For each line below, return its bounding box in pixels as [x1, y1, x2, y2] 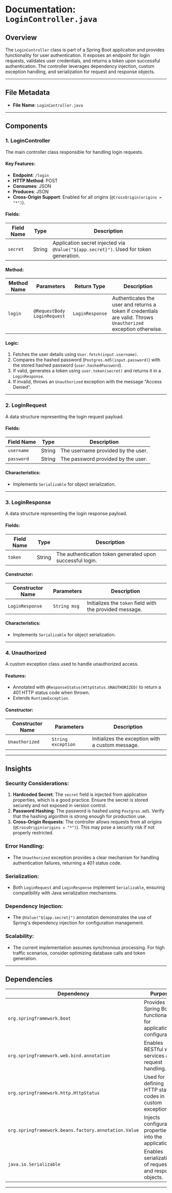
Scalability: [5, 933, 34, 940]
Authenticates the [112, 295, 155, 302]
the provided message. [87, 606, 142, 613]
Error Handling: [5, 843, 45, 850]
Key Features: [5, 161, 36, 167]
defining [144, 1080, 164, 1087]
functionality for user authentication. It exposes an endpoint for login [5, 52, 150, 58]
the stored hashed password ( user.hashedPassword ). [12, 362, 123, 368]
